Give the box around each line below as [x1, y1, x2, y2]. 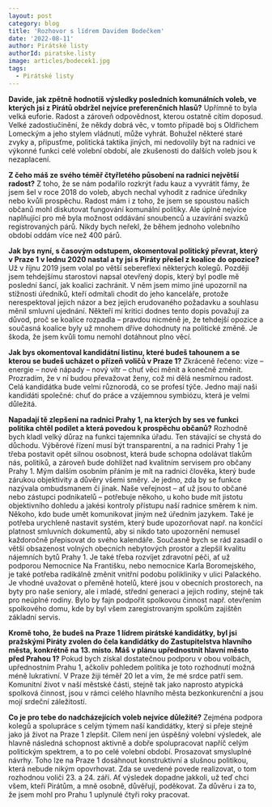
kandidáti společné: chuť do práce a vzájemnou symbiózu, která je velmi [8, 390, 250, 400]
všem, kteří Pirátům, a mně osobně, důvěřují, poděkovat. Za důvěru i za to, [8, 781, 257, 791]
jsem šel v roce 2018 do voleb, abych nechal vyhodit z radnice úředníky [8, 187, 248, 196]
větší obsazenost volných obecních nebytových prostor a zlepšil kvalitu [8, 543, 246, 553]
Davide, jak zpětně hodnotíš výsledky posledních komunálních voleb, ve [8, 94, 257, 104]
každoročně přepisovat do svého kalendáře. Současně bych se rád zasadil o [8, 534, 263, 544]
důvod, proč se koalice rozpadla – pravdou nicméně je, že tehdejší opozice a [8, 315, 264, 324]
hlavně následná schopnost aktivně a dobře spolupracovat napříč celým [8, 737, 249, 748]
